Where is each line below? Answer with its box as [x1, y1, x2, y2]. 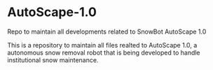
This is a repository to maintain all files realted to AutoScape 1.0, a [7, 41, 198, 49]
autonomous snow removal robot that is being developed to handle [7, 48, 201, 57]
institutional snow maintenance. [7, 55, 99, 64]
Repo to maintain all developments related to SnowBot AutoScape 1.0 [7, 27, 207, 36]
